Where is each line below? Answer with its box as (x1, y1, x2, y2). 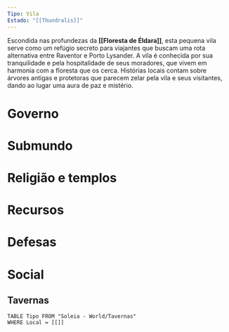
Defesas (7, 234, 57, 250)
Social (7, 267, 44, 282)
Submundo (7, 138, 73, 153)
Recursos (7, 202, 65, 218)
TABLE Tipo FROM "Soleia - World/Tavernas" (7, 313, 137, 320)
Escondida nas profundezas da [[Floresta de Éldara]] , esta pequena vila (7, 36, 216, 44)
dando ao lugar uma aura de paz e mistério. (7, 81, 133, 89)
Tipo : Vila (7, 10, 39, 18)
